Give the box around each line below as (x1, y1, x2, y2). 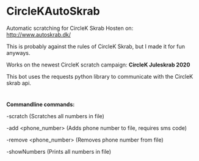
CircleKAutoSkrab (6, 4, 100, 18)
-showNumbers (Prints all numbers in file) (6, 148, 112, 156)
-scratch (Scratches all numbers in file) (6, 113, 105, 120)
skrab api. (6, 79, 32, 87)
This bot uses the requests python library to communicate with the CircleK (6, 73, 194, 80)
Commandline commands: (6, 101, 75, 108)
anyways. (6, 49, 31, 56)
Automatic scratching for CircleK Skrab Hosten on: (6, 24, 134, 32)
